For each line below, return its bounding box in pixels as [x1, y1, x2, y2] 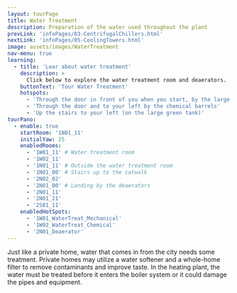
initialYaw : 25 [20, 136, 65, 143]
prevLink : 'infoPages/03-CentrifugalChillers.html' [7, 30, 163, 38]
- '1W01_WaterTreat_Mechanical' [26, 215, 122, 222]
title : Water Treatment [7, 17, 78, 24]
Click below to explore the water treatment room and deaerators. [26, 76, 227, 84]
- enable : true [13, 122, 59, 130]
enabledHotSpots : [20, 209, 72, 216]
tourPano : [7, 116, 37, 123]
